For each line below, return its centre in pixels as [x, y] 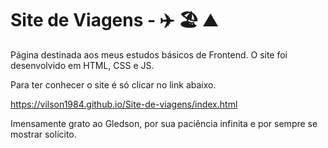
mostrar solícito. [43, 134]
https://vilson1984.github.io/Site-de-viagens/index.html [124, 104]
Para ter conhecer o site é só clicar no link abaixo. [113, 84]
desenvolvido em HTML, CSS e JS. [82, 65]
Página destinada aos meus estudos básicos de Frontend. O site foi [149, 54]
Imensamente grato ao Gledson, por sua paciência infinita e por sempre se [164, 123]
